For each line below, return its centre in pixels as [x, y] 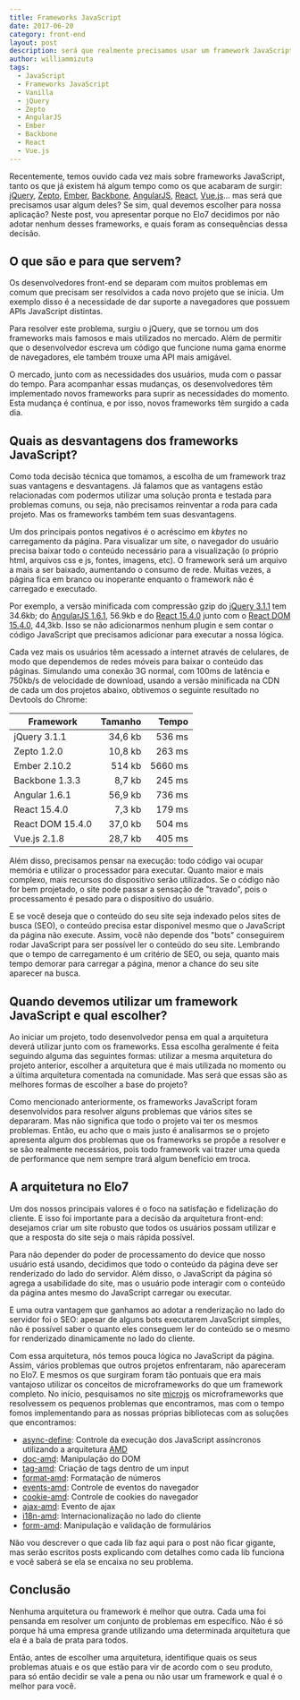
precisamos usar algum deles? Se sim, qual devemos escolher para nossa [145, 205]
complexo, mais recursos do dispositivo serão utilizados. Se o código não [144, 880]
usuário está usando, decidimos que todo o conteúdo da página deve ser [144, 1264]
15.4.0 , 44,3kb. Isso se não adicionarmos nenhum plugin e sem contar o [142, 625]
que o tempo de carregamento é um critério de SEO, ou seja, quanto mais [144, 954]
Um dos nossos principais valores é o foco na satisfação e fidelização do [144, 1209]
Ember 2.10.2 [43, 766]
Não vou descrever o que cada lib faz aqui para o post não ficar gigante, [142, 1542]
